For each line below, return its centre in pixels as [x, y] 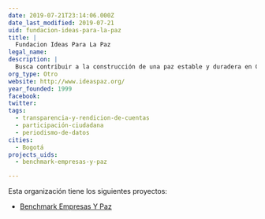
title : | [22, 37]
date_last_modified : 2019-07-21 [61, 23]
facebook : [24, 96]
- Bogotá [30, 147]
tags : [17, 111]
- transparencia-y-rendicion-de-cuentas [82, 118]
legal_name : [28, 52]
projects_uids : [33, 154]
